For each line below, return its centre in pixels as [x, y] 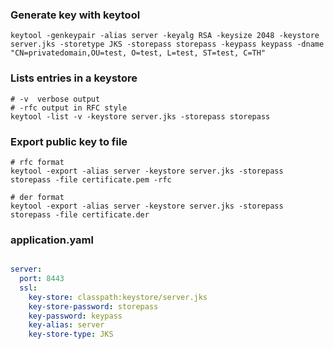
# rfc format [37, 162]
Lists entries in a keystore [74, 78]
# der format [37, 197]
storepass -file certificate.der [80, 214]
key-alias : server [66, 325]
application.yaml [52, 240]
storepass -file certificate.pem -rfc [91, 179]
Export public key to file [69, 141]
